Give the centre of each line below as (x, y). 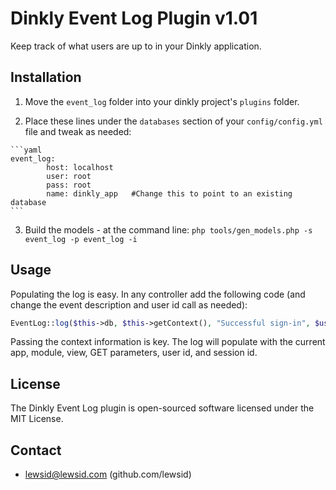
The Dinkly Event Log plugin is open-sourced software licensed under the (162, 408)
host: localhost (80, 167)
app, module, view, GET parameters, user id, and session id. (134, 353)
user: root (69, 176)
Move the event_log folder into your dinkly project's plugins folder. (162, 101)
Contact (36, 450)
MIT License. (37, 419)
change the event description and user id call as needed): (129, 304)
